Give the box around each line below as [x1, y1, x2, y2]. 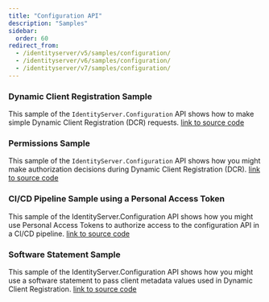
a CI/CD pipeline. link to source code [8, 229, 130, 238]
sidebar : [8, 27, 38, 35]
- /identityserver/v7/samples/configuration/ [15, 64, 172, 72]
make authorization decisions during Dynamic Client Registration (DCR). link [8, 164, 260, 174]
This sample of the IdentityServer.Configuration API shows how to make [8, 110, 255, 119]
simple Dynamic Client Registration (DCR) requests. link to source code [8, 118, 245, 127]
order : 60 [15, 34, 48, 43]
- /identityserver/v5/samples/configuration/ [15, 49, 172, 57]
